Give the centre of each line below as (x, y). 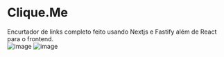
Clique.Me (37, 13)
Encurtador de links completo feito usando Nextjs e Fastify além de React (112, 32)
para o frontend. (31, 38)
